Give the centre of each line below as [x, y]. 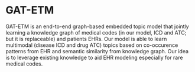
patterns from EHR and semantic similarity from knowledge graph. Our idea [97, 51]
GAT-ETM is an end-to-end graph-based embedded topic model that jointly [97, 26]
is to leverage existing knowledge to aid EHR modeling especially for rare [94, 57]
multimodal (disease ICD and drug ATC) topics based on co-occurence [92, 45]
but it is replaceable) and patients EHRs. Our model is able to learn [86, 39]
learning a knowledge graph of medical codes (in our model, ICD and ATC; [96, 32]
